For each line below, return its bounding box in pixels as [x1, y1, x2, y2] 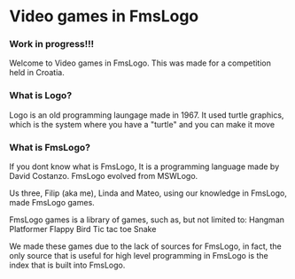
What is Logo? [9, 89, 73, 102]
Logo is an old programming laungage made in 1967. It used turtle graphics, [9, 109, 284, 120]
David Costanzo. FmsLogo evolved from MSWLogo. [9, 171, 198, 182]
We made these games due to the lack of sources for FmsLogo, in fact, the [9, 241, 282, 252]
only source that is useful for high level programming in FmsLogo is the [9, 251, 268, 261]
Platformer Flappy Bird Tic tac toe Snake [9, 224, 157, 235]
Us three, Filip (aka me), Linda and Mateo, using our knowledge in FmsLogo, [9, 188, 288, 198]
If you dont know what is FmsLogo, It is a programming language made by [9, 161, 280, 172]
